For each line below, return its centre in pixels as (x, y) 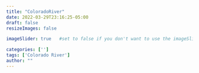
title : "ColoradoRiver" (36, 12)
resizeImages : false (32, 28)
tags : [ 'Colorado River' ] (38, 55)
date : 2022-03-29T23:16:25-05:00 (47, 17)
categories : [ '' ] (28, 50)
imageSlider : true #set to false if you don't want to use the (88, 39)
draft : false (22, 23)
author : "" (20, 61)
